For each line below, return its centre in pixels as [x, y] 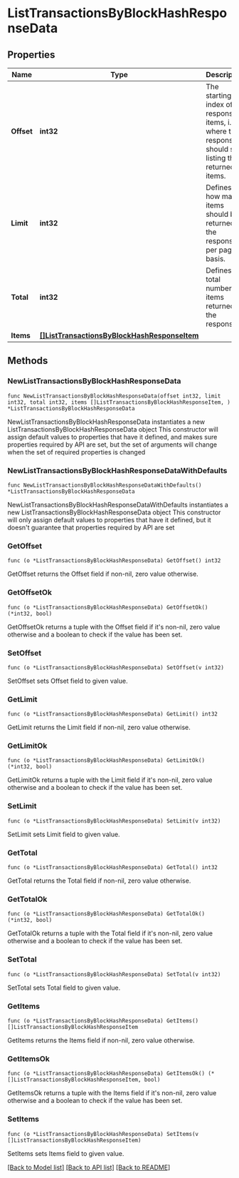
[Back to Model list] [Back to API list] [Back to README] [89, 1167]
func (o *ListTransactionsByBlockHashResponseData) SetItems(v [103, 1134]
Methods [28, 361]
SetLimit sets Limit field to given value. [64, 834]
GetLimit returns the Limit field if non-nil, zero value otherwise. [99, 727]
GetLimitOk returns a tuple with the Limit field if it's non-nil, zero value [110, 780]
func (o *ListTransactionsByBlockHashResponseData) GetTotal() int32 [113, 868]
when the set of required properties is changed [76, 452]
